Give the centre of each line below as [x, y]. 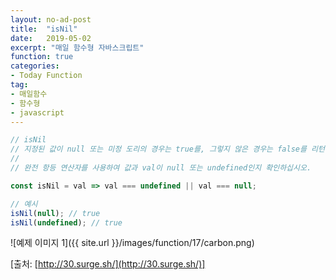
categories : [35, 66]
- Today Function [46, 76]
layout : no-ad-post [51, 19]
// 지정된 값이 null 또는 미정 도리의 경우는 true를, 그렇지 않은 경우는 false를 [158, 149]
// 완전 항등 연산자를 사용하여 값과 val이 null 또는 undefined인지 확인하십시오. [161, 168]
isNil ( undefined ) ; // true [66, 222]
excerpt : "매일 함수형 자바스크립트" [77, 47]
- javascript [37, 112]
